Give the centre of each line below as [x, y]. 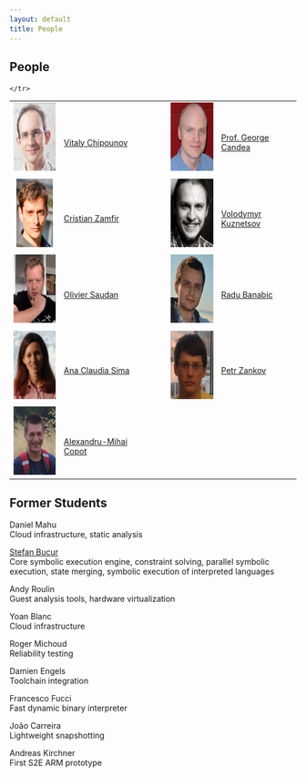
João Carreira [36, 726]
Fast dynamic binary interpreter [68, 708]
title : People [36, 29]
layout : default [40, 19]
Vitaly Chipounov [96, 142]
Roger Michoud [38, 644]
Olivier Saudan [91, 294]
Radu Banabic [247, 294]
